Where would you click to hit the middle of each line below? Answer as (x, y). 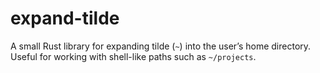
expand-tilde (65, 18)
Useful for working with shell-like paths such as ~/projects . (133, 56)
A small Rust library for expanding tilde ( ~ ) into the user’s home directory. (161, 46)
